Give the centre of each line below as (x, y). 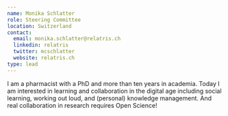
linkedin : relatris (41, 45)
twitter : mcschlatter (44, 52)
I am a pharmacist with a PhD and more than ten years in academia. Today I (114, 83)
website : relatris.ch (44, 58)
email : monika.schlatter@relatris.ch (67, 39)
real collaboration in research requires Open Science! (82, 105)
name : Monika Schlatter (41, 13)
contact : (20, 32)
